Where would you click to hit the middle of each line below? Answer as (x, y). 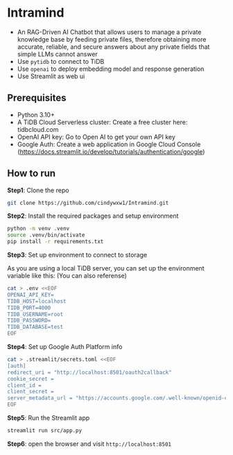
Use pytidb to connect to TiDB (61, 61)
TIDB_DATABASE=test (35, 327)
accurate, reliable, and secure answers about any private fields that (113, 46)
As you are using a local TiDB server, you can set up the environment (106, 268)
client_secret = (31, 392)
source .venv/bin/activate (46, 235)
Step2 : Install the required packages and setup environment (93, 216)
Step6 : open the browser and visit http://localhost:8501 (89, 444)
